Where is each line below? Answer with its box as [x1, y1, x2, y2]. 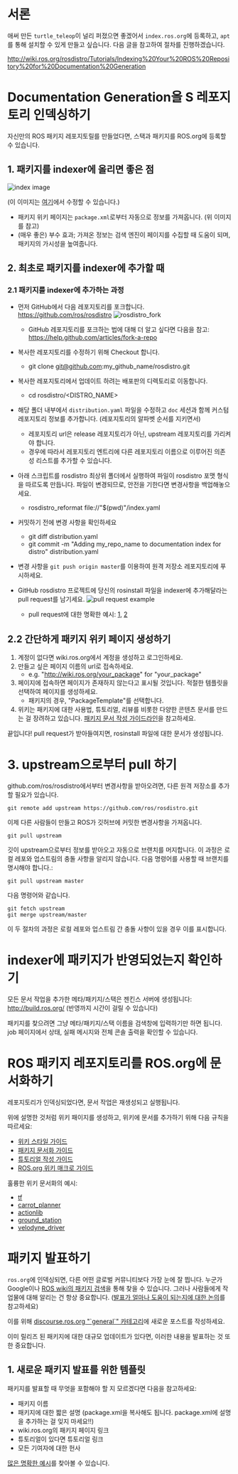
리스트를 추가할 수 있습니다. [36, 456, 112, 465]
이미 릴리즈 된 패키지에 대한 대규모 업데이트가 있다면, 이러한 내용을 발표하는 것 [7, 1332, 224, 1340]
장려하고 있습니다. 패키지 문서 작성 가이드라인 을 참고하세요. [33, 714, 197, 722]
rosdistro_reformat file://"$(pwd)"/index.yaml [28, 503, 161, 512]
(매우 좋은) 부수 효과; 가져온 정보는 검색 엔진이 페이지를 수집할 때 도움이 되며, [17, 230, 231, 239]
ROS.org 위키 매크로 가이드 [17, 1164, 94, 1172]
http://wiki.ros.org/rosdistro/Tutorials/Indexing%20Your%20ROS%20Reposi [7, 54, 229, 63]
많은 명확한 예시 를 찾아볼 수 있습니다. [7, 1458, 110, 1467]
